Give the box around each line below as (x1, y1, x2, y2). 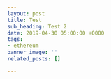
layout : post (7, 10, 45, 17)
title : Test (7, 17, 42, 24)
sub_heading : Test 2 (7, 23, 68, 30)
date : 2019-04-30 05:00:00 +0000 (7, 29, 105, 37)
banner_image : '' (7, 49, 58, 56)
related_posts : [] (7, 55, 61, 62)
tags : (7, 36, 23, 43)
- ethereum (7, 42, 39, 49)
